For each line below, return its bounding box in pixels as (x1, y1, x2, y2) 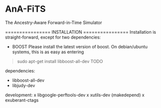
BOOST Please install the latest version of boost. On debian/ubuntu (12, 43, 148, 49)
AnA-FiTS (5, 3, 46, 15)
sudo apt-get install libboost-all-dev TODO (17, 58, 103, 64)
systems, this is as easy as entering (12, 49, 84, 55)
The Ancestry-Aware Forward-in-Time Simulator (5, 20, 102, 25)
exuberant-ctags (5, 97, 39, 103)
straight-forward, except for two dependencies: (5, 34, 101, 40)
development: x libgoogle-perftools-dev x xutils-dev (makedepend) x (5, 92, 145, 98)
